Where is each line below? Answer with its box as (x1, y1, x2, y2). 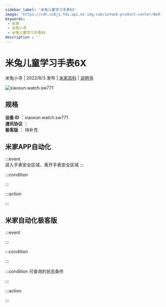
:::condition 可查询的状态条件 (5, 268, 64, 274)
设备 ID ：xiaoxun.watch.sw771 (5, 114, 68, 120)
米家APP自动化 (5, 143, 51, 151)
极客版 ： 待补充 (5, 127, 38, 132)
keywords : (5, 16, 26, 21)
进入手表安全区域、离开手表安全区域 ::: (5, 162, 84, 168)
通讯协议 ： (5, 121, 28, 127)
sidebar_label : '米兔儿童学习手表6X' (5, 7, 77, 12)
